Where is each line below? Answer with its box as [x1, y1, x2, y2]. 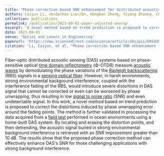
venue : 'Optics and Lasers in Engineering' [5, 35, 95, 40]
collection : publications [5, 16, 58, 21]
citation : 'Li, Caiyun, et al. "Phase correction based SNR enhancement [5, 44, 156, 48]
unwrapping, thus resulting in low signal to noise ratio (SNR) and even [5, 93, 145, 99]
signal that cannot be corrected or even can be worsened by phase [5, 88, 141, 94]
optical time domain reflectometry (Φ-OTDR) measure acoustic [24, 62, 151, 68]
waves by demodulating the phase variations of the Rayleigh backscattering [5, 67, 158, 73]
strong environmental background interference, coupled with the [5, 78, 135, 84]
